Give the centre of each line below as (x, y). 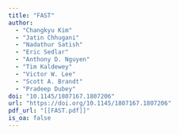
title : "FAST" (32, 15)
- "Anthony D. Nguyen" (53, 60)
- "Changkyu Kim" (44, 30)
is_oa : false (30, 118)
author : (21, 23)
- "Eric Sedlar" (42, 52)
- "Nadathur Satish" (49, 45)
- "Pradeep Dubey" (46, 89)
